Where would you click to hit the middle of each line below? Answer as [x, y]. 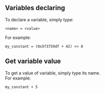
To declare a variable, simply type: [39, 19]
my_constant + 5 [21, 87]
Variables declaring [35, 8]
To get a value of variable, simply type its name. [53, 73]
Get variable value [33, 61]
